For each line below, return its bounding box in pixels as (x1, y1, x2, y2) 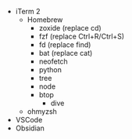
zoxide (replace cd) (38, 24, 102, 32)
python (38, 65, 62, 74)
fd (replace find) (38, 40, 91, 49)
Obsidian (15, 123, 45, 133)
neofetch (38, 57, 68, 66)
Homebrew (27, 15, 63, 24)
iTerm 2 (15, 7, 41, 16)
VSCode (15, 115, 43, 124)
